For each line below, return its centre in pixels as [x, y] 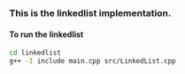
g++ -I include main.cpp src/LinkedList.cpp [92, 61]
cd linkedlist [35, 53]
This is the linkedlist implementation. [90, 13]
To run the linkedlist [46, 34]
